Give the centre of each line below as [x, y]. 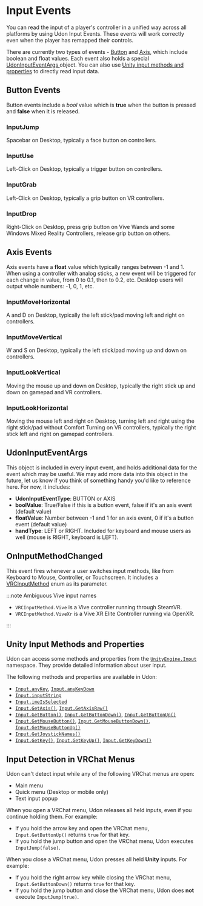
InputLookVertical [33, 372]
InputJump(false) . [38, 848]
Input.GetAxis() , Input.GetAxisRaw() [62, 708]
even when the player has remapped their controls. [70, 40]
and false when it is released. [43, 111]
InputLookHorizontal [37, 408]
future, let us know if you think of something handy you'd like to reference [98, 480]
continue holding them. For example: [52, 817]
